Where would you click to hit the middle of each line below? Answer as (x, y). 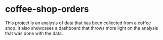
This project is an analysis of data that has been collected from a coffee (78, 23)
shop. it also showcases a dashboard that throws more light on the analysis (81, 28)
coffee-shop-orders (47, 9)
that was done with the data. (34, 33)
